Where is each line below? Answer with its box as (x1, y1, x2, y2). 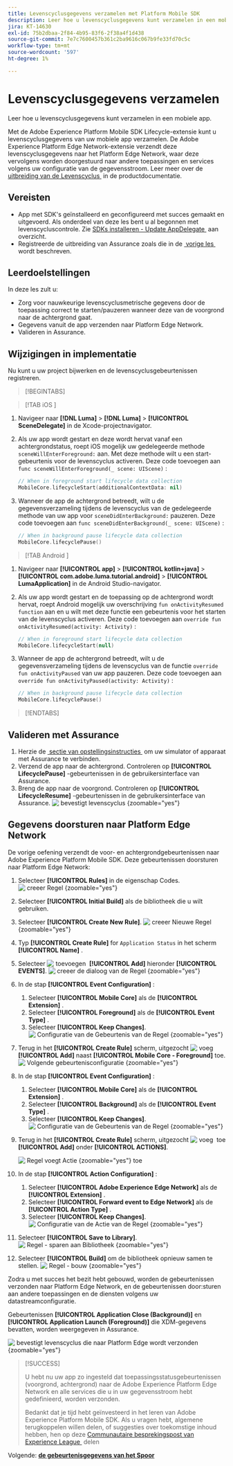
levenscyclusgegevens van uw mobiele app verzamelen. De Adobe (8, 134, 199, 143)
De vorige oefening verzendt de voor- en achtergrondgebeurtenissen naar (8, 848, 220, 856)
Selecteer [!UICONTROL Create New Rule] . (17, 918, 142, 926)
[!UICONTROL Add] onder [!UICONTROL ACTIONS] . (17, 1143, 169, 1151)
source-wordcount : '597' (8, 49, 80, 56)
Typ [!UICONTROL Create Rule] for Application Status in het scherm (17, 938, 217, 947)
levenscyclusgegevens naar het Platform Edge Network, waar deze (8, 150, 199, 158)
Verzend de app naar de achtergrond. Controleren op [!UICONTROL (17, 762, 212, 770)
